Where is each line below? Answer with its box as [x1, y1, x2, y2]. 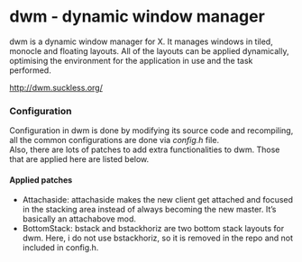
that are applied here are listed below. [9, 154, 150, 165]
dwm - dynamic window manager [9, 6, 266, 27]
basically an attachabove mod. [22, 213, 137, 224]
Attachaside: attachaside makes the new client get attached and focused [22, 194, 294, 205]
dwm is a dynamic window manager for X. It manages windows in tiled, [9, 36, 273, 47]
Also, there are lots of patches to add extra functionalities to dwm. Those [9, 144, 280, 155]
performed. [9, 65, 51, 76]
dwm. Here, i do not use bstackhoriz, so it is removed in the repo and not [22, 232, 294, 244]
